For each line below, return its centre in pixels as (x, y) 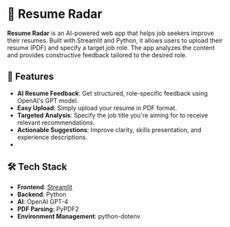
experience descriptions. (52, 137)
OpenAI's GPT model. (48, 100)
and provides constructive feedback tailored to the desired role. (97, 55)
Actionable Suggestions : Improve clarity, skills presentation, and (109, 129)
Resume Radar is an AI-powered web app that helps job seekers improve (111, 33)
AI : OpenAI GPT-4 (43, 202)
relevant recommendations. (56, 122)
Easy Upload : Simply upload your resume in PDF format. (97, 108)
